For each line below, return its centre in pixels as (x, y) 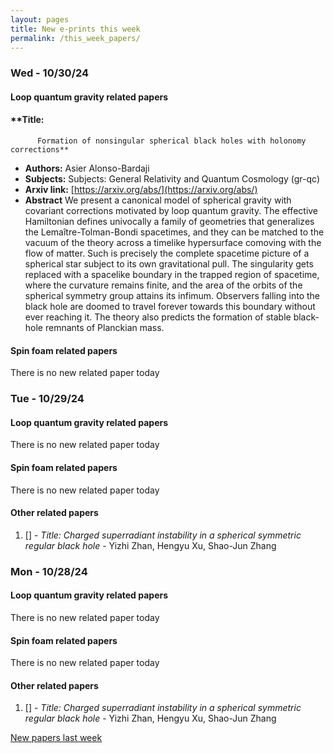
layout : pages (40, 19)
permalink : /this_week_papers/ (75, 38)
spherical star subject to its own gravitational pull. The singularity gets (169, 264)
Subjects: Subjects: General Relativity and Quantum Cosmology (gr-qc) (172, 179)
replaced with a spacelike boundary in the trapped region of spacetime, (172, 275)
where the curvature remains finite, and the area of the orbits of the (163, 285)
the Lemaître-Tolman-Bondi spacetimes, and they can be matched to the (174, 232)
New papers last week (56, 738)
